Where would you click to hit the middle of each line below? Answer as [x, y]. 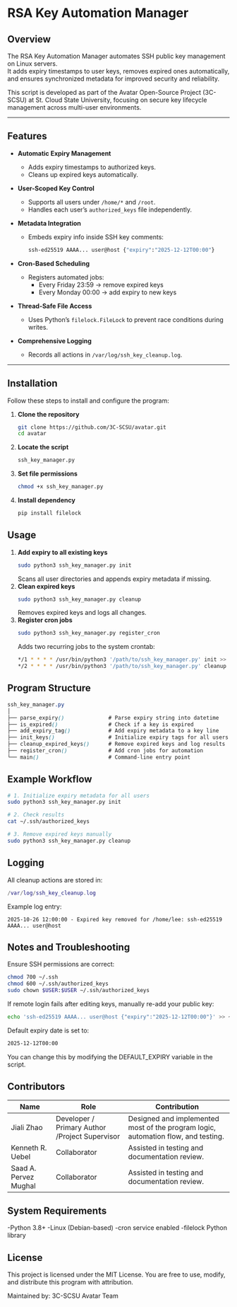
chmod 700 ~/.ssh [33, 977]
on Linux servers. [32, 64]
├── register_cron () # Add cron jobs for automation [105, 751]
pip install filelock [49, 513]
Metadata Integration [49, 223]
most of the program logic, [172, 1127]
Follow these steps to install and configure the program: [88, 401]
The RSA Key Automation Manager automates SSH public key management [116, 56]
